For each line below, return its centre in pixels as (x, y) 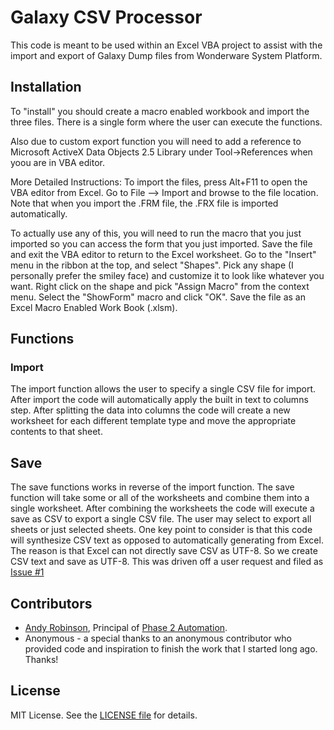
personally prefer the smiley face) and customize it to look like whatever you (167, 275)
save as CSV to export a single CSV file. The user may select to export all (161, 519)
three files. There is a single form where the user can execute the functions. (166, 122)
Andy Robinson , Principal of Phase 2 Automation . (126, 628)
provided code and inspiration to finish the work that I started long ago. (171, 649)
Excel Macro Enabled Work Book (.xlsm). (94, 307)
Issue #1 (27, 572)
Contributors (51, 603)
